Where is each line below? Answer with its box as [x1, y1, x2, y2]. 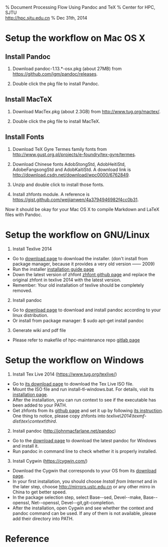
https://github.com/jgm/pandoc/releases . [12, 71, 98, 77]
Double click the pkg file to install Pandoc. [12, 81, 99, 87]
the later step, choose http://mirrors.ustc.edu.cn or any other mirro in [12, 483, 155, 489]
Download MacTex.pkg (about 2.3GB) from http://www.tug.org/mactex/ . [12, 108, 161, 114]
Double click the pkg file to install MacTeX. [12, 118, 100, 124]
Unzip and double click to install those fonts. [12, 181, 104, 188]
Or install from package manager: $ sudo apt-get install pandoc [12, 317, 144, 323]
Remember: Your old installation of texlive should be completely [12, 282, 144, 288]
